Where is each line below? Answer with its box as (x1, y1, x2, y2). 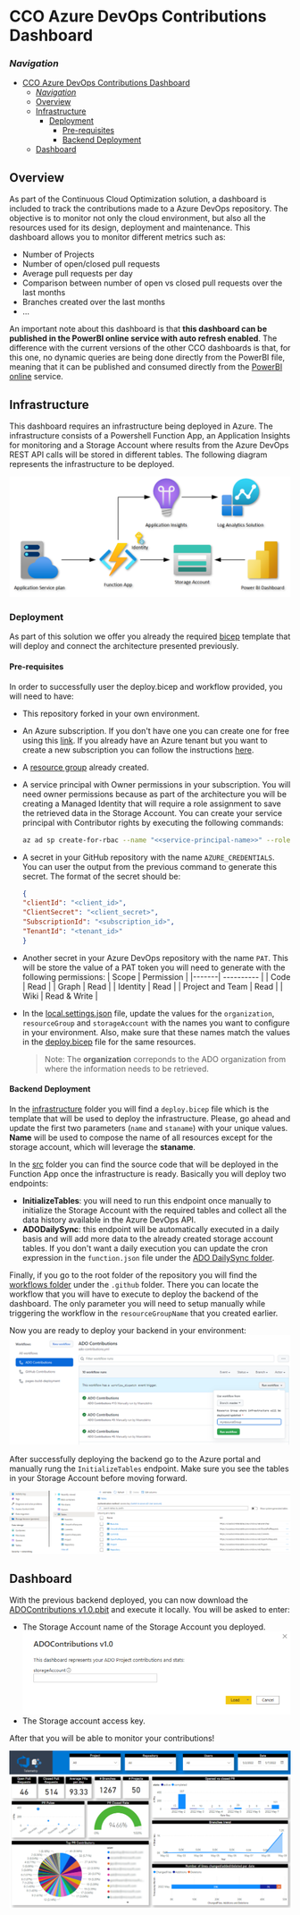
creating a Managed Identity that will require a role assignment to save (21, 798, 281, 809)
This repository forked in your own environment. (21, 708, 200, 719)
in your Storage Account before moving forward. (9, 1472, 187, 1483)
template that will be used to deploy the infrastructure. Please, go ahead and (9, 1113, 291, 1124)
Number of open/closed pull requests (21, 259, 161, 269)
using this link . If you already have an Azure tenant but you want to (21, 735, 268, 745)
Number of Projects (21, 249, 96, 260)
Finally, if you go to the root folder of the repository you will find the (9, 1270, 257, 1281)
